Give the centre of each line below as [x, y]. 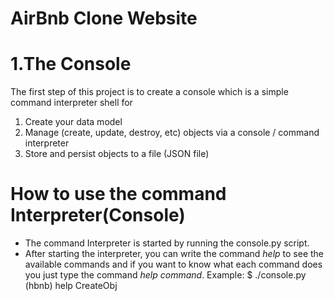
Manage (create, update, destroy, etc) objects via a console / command [172, 133]
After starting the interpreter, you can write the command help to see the [174, 254]
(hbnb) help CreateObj [71, 286]
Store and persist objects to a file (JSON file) [117, 154]
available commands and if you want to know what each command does [173, 264]
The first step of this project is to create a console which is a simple [149, 92]
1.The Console [71, 64]
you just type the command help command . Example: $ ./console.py [165, 275]
